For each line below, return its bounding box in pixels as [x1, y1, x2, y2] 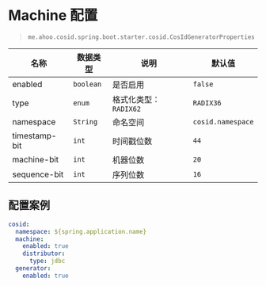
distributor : [22, 250, 66, 257]
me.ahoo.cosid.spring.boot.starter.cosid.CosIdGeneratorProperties [27, 32, 255, 41]
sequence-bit [12, 169, 64, 180]
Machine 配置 [8, 6, 98, 25]
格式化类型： [112, 93, 161, 105]
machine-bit [12, 154, 59, 165]
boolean [72, 79, 102, 89]
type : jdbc [28, 257, 66, 265]
